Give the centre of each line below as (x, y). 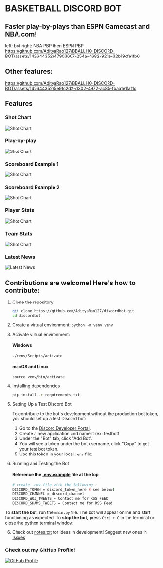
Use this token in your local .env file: (56, 454)
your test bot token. (39, 449)
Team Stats (19, 233)
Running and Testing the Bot (40, 464)
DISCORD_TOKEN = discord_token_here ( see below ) (63, 490)
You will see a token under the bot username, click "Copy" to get (84, 444)
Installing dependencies (36, 386)
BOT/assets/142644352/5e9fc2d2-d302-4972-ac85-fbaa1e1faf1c (71, 88)
